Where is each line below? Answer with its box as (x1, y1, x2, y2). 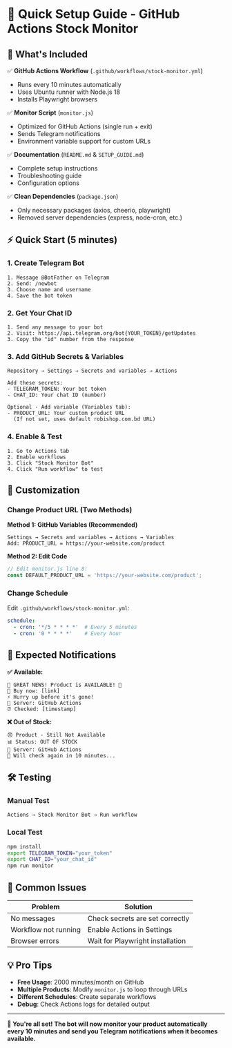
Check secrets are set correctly (87, 914, 190, 924)
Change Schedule (7, 588, 68, 598)
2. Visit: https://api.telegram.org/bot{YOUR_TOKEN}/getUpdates (7, 329, 196, 337)
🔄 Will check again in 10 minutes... (7, 752, 116, 759)
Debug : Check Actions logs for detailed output (17, 1000, 150, 1008)
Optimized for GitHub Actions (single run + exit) (17, 122, 153, 130)
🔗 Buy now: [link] (7, 687, 60, 695)
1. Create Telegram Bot (7, 258, 85, 268)
